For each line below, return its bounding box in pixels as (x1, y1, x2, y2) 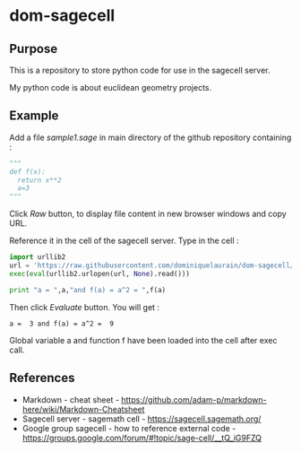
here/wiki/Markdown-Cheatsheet (21, 404, 145, 414)
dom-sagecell (9, 5, 116, 26)
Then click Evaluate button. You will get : (9, 301, 159, 312)
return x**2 (17, 176, 63, 185)
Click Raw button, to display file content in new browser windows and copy (9, 208, 287, 220)
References (9, 370, 75, 386)
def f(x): (9, 167, 47, 176)
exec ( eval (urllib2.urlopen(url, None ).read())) (9, 269, 191, 278)
